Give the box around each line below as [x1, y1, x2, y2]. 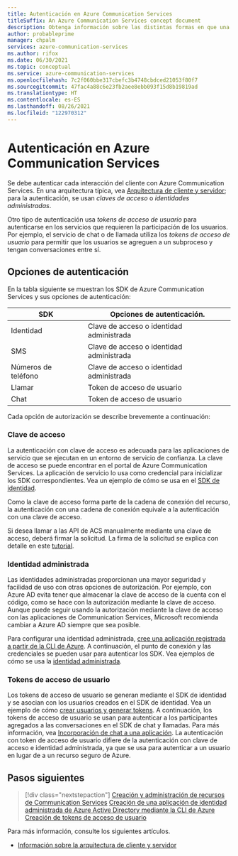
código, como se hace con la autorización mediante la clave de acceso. [7, 598, 216, 607]
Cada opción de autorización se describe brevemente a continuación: [7, 412, 210, 421]
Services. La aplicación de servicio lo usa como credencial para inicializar [7, 468, 223, 477]
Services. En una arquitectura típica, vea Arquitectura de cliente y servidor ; [7, 186, 227, 195]
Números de [11, 362, 52, 372]
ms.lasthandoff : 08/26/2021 [7, 103, 91, 110]
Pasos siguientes [7, 771, 85, 784]
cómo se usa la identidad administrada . [7, 657, 122, 666]
